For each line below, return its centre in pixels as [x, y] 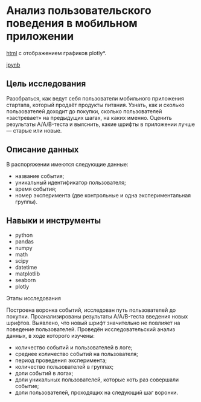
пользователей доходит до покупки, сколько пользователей [84, 111]
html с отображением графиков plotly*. [56, 53]
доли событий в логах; [44, 374]
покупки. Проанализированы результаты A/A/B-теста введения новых [97, 317]
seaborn [25, 280]
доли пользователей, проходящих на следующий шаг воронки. [97, 393]
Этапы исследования [34, 298]
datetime [26, 268]
